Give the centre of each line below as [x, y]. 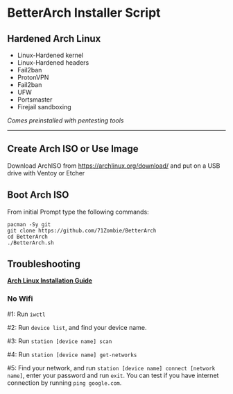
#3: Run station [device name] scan [60, 341]
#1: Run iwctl [26, 314]
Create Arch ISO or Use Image [73, 149]
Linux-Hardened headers [53, 63]
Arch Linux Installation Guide [50, 281]
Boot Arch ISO [38, 195]
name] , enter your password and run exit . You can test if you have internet [113, 375]
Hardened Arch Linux [54, 39]
